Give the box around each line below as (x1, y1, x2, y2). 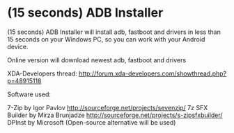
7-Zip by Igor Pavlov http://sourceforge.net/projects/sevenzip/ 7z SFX (7, 103, 208, 112)
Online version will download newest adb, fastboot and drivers (7, 55, 187, 64)
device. (7, 42, 29, 51)
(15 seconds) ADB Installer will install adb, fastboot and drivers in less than (7, 28, 221, 36)
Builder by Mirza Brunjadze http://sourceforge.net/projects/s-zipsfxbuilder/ (7, 111, 223, 119)
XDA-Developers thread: (7, 69, 78, 78)
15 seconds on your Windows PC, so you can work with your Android (7, 35, 205, 43)
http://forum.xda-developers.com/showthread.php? (79, 69, 227, 78)
